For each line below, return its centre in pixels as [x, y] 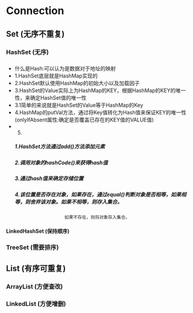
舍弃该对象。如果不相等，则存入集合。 [76, 202]
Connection [35, 11]
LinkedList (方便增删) [36, 304]
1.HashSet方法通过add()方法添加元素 [60, 147]
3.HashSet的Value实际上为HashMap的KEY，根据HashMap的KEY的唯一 [100, 90]
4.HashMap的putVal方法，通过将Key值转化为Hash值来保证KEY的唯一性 [100, 112]
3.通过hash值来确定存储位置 [49, 178]
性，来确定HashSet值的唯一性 [50, 97]
